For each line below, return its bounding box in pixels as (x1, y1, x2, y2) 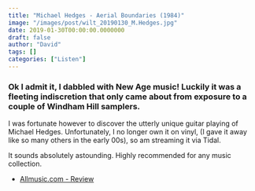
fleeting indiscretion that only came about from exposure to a (8, 91, 248, 102)
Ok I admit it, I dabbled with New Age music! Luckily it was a (8, 81, 242, 92)
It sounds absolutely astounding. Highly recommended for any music (8, 151, 232, 160)
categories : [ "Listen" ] (8, 56, 87, 64)
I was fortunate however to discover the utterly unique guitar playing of (8, 119, 238, 128)
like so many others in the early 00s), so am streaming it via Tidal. (8, 135, 222, 145)
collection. (8, 159, 42, 169)
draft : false (8, 33, 51, 42)
